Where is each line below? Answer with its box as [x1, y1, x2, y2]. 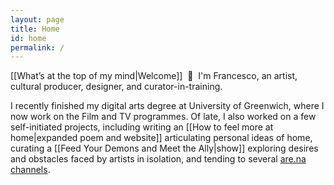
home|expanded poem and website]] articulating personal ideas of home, [10, 132, 313, 144]
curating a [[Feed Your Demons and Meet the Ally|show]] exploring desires [10, 142, 319, 155]
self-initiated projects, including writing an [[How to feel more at [10, 121, 274, 133]
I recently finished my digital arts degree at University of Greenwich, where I [10, 100, 325, 112]
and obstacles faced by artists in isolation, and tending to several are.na [10, 153, 307, 165]
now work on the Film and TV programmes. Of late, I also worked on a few [10, 111, 317, 123]
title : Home [10, 24, 60, 34]
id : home [10, 33, 47, 43]
